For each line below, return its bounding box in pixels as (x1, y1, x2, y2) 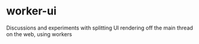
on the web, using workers (6, 30, 72, 37)
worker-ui (6, 4, 57, 18)
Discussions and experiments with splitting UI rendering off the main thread (6, 24, 194, 31)
